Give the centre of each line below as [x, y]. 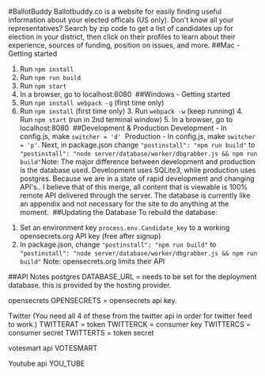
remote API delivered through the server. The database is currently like [135, 195]
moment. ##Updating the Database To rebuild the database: [118, 212]
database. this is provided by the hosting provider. [90, 285]
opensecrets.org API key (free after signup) [90, 236]
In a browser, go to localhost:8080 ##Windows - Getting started [125, 94]
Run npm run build [50, 77]
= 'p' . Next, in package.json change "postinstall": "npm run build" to [137, 145]
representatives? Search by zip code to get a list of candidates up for [121, 28]
